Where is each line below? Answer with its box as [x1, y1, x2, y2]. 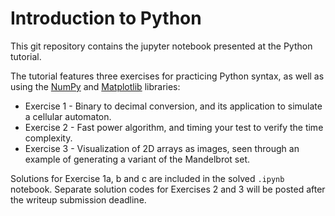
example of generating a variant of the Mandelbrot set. [24, 153, 251, 165]
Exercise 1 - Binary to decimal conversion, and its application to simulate [24, 100, 323, 112]
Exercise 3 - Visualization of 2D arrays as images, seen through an [24, 142, 300, 154]
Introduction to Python [10, 7, 202, 30]
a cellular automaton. [24, 110, 112, 122]
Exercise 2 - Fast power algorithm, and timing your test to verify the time [24, 121, 324, 133]
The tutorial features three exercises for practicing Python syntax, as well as [10, 70, 325, 82]
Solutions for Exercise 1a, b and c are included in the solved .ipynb [10, 172, 285, 184]
